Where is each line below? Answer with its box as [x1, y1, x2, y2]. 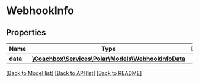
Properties [6, 28, 46, 37]
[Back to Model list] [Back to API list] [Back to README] [6, 70, 142, 77]
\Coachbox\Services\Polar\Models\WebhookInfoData [31, 54, 185, 63]
